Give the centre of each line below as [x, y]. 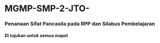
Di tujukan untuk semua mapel [36, 35]
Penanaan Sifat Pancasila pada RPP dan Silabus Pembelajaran [80, 24]
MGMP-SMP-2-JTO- [47, 9]
